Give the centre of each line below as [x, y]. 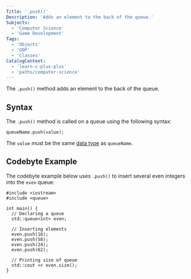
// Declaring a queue [38, 214]
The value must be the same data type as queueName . [70, 143]
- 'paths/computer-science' [46, 72]
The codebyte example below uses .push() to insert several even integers [96, 176]
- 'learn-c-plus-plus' [39, 66]
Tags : [13, 39]
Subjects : [18, 22]
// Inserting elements [39, 229]
